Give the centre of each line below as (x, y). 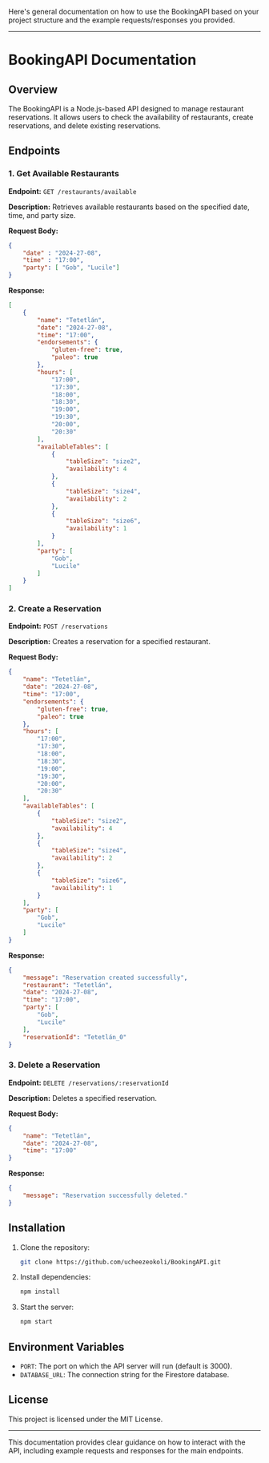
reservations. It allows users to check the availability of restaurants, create (131, 117)
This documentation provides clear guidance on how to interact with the (127, 1442)
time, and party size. (42, 215)
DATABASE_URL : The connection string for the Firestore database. (124, 1375)
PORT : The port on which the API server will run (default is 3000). (126, 1366)
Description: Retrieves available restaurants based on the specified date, (129, 207)
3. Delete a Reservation (54, 1065)
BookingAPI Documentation (102, 60)
